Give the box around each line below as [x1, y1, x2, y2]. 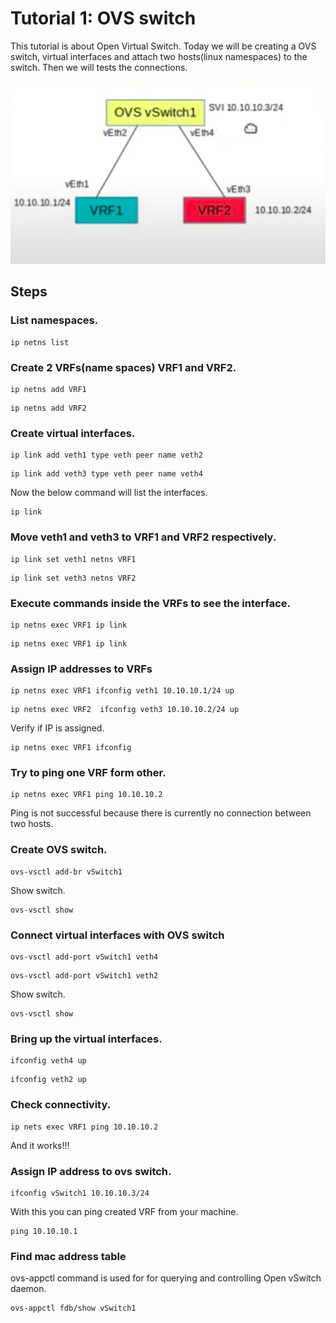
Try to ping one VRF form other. [10, 766, 167, 780]
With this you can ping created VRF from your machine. [10, 1205, 239, 1217]
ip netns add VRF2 [10, 403, 87, 413]
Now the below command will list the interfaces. [10, 487, 208, 499]
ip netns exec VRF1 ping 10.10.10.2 [10, 790, 163, 800]
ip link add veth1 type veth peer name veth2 [10, 450, 203, 461]
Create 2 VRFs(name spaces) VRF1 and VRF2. [10, 360, 237, 374]
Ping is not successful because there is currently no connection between [10, 807, 312, 819]
